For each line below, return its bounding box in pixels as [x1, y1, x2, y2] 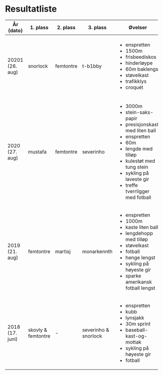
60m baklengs [125, 66, 159, 72]
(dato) [8, 27, 23, 34]
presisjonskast [125, 121, 159, 127]
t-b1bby [82, 62, 102, 69]
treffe [125, 181, 138, 188]
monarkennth [82, 248, 113, 255]
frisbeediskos [125, 54, 157, 60]
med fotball [125, 194, 151, 200]
